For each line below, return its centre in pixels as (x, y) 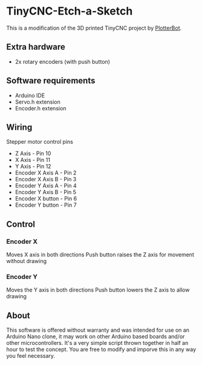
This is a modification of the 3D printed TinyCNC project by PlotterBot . (94, 28)
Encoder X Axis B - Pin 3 (46, 179)
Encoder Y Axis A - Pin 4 (46, 186)
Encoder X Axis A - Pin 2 (46, 173)
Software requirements (51, 81)
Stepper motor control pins (40, 142)
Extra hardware (36, 47)
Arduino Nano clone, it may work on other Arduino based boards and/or (96, 337)
